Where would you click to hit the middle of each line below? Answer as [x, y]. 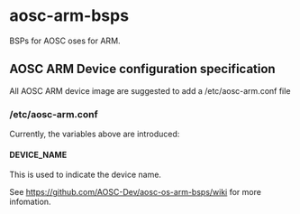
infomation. [30, 202]
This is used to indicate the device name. [86, 175]
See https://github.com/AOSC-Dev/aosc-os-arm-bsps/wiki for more [135, 192]
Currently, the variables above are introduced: [95, 134]
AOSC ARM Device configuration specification [143, 69]
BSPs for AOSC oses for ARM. [65, 41]
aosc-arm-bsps [69, 16]
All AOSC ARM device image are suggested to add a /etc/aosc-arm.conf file [150, 90]
